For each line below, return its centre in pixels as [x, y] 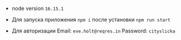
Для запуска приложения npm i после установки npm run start [91, 19]
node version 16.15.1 [37, 8]
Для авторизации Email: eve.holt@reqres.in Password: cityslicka [93, 31]
